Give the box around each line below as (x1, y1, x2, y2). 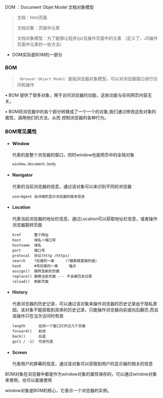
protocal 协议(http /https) (12, 253, 70, 258)
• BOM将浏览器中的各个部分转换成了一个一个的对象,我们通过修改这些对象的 (5, 109, 157, 114)
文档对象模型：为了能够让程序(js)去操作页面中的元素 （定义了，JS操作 (17, 36, 158, 41)
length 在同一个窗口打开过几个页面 (12, 323, 86, 329)
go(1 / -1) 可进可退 (12, 339, 54, 344)
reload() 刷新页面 (12, 279, 49, 284)
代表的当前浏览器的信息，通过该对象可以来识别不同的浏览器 (12, 183, 132, 189)
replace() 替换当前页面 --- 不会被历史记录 (12, 274, 92, 279)
